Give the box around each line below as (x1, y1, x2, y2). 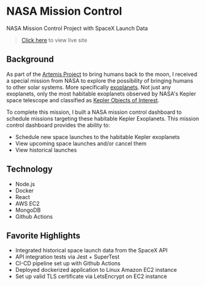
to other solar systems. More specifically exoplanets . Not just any (6, 83, 171, 91)
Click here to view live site (21, 36, 88, 43)
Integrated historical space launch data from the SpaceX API (15, 247, 168, 254)
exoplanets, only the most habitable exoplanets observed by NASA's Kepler (6, 90, 196, 97)
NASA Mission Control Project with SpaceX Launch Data (6, 24, 148, 32)
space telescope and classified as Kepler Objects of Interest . (6, 96, 160, 103)
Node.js (15, 180, 35, 187)
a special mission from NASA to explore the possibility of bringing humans (6, 77, 194, 84)
